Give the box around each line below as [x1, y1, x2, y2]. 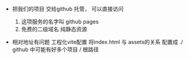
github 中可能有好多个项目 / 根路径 [12, 46, 99, 53]
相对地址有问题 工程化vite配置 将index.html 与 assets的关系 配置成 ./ [12, 39, 184, 45]
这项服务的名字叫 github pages [21, 18, 99, 25]
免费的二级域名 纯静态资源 [21, 26, 87, 33]
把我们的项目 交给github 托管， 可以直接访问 [12, 5, 124, 12]
